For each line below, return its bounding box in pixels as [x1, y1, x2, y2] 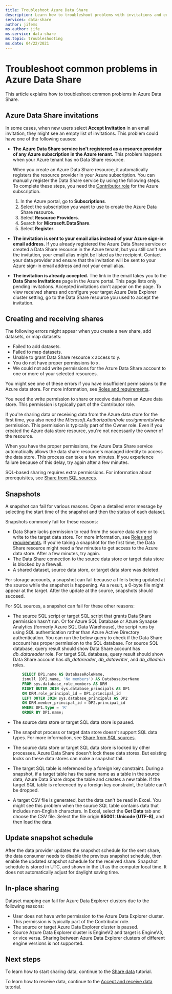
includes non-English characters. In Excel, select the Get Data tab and [12, 808, 161, 814]
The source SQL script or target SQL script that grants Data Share [12, 613, 152, 619]
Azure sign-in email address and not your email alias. [12, 262, 125, 269]
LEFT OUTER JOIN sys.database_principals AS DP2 [22, 696, 128, 701]
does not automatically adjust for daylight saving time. [5, 869, 119, 875]
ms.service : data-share [5, 31, 56, 36]
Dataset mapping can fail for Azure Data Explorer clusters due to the [5, 898, 149, 904]
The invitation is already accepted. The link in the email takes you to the [12, 272, 167, 278]
